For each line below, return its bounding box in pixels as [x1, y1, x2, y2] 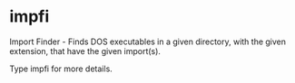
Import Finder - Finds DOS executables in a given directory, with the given [9, 36, 287, 47]
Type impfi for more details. [9, 63, 113, 74]
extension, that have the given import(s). [9, 45, 162, 56]
